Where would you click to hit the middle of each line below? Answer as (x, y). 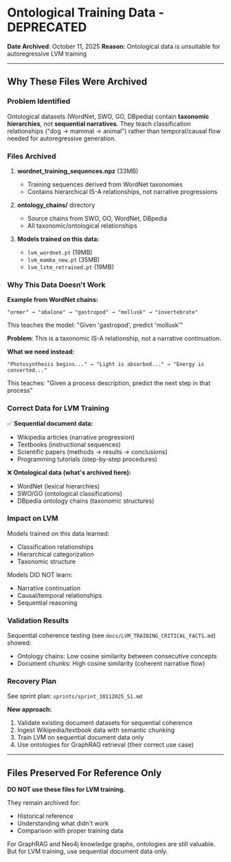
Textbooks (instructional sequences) (69, 444)
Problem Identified (39, 101)
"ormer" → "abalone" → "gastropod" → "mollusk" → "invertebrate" (102, 312)
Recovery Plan (32, 681)
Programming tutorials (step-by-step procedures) (87, 459)
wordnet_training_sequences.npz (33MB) (78, 171)
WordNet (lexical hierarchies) (58, 486)
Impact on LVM (33, 519)
